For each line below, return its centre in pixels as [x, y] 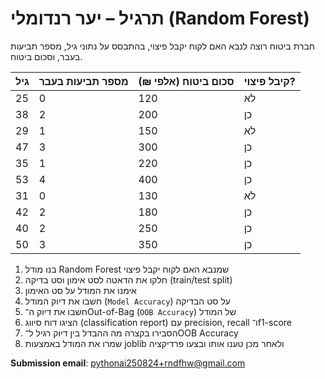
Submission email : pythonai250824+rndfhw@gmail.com [128, 363]
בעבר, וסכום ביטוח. [46, 56]
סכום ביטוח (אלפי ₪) [186, 81]
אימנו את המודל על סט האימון [80, 290]
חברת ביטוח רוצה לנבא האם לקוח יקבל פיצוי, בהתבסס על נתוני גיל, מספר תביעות [162, 46]
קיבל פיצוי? [269, 81]
